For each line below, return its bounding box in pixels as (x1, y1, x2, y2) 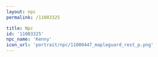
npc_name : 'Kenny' (6, 37, 52, 43)
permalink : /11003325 (6, 14, 60, 20)
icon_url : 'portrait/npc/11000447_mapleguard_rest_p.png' (6, 42, 154, 48)
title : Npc (6, 25, 34, 31)
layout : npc (6, 8, 36, 15)
